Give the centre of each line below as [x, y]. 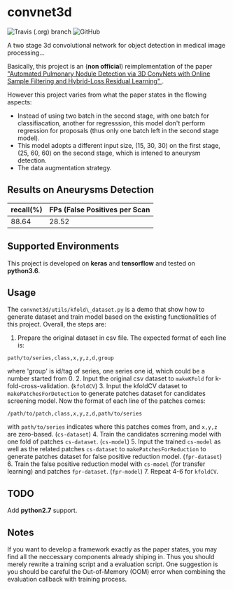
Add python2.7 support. [42, 510]
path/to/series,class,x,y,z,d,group [61, 358]
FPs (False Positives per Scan [99, 210]
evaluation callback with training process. [67, 579]
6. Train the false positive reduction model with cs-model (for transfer [106, 464]
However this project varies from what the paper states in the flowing [107, 95]
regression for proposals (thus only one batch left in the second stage [118, 130]
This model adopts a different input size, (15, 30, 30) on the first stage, [119, 145]
